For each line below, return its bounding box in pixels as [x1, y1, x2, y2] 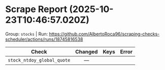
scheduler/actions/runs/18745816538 [5, 36, 83, 42]
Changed [75, 48, 98, 55]
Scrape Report [5, 4, 68, 15]
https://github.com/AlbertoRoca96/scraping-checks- [49, 31, 160, 37]
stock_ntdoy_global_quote [8, 57, 71, 63]
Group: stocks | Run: [5, 31, 48, 37]
